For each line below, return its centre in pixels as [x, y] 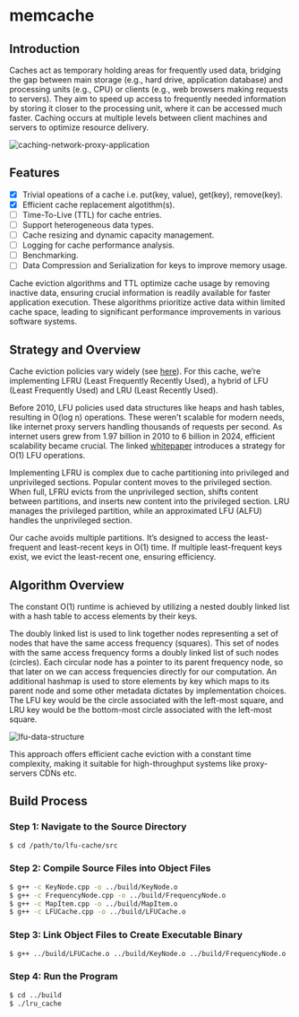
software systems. [43, 322]
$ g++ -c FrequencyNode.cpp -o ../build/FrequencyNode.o [118, 895]
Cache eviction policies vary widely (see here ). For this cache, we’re [135, 371]
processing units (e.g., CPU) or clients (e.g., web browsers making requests [149, 89]
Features [34, 173]
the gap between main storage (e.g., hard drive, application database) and [146, 80]
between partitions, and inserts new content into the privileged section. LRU [149, 501]
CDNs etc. [58, 773]
